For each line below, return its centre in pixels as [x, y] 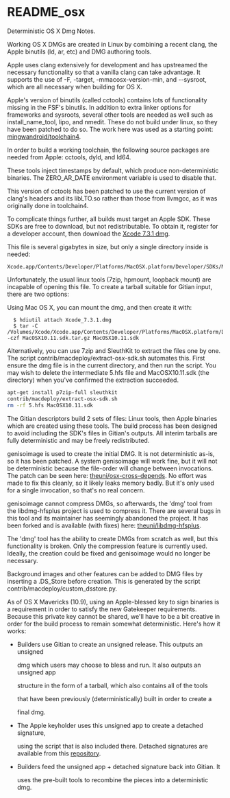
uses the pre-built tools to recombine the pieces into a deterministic [113, 779]
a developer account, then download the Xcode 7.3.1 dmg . [89, 233]
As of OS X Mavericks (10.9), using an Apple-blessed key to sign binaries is [113, 602]
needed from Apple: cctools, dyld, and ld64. [69, 157]
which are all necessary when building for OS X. [75, 87]
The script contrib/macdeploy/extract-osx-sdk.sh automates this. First [106, 358]
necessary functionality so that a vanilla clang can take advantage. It [104, 72]
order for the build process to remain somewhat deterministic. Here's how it [114, 624]
